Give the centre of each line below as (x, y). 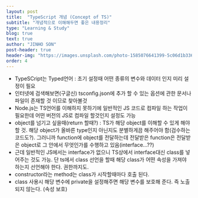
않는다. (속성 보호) (47, 189)
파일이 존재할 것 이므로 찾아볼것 (51, 100)
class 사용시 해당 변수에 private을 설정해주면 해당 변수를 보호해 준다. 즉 (97, 181)
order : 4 (17, 61)
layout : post (22, 11)
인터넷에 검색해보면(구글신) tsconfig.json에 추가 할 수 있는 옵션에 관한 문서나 (103, 93)
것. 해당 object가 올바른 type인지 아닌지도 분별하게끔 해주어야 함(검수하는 (105, 130)
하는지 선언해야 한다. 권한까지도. (52, 167)
